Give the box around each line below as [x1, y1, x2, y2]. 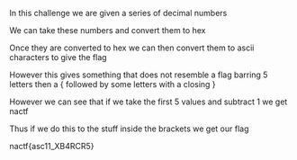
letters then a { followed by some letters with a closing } [9, 79, 216, 89]
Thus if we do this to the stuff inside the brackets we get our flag [9, 123, 249, 134]
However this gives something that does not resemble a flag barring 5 [9, 69, 268, 80]
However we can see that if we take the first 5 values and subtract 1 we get [9, 96, 288, 107]
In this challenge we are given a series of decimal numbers [9, 8, 228, 18]
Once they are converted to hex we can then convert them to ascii [9, 42, 255, 53]
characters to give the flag [9, 52, 107, 62]
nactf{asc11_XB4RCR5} [9, 141, 94, 151]
